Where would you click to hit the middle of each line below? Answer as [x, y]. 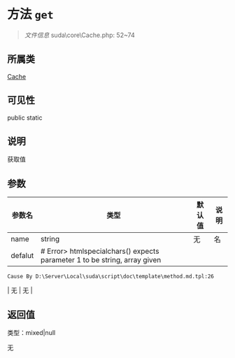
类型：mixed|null [31, 332]
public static [25, 117]
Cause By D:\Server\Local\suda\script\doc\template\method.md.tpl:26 [111, 277]
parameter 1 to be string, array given [101, 260]
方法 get [30, 14]
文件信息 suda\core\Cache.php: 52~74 [79, 35]
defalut [22, 256]
